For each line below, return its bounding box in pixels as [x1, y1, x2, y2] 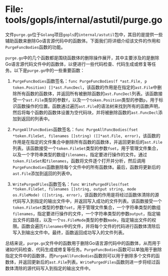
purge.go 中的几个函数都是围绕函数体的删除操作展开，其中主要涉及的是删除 [5, 54, 159, 61]
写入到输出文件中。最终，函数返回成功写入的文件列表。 [12, 229, 127, 235]
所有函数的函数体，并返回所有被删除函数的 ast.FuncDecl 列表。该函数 [17, 90, 158, 97]
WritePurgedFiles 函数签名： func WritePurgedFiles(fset [12, 181, 129, 187]
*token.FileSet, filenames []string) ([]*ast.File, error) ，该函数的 [12, 132, 160, 139]
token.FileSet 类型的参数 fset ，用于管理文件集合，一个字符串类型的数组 [12, 204, 161, 210]
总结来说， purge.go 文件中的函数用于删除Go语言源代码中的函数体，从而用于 [5, 240, 161, 246]
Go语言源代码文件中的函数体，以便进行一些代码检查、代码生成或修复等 [5, 61, 152, 67]
